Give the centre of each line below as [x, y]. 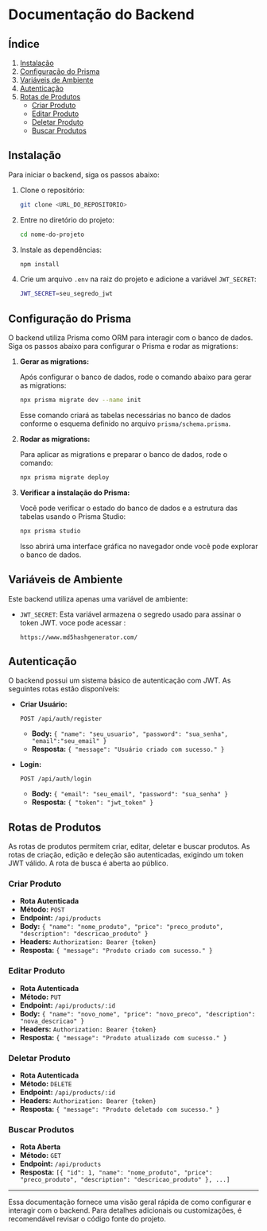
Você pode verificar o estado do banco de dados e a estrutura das [129, 508]
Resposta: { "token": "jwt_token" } [92, 802]
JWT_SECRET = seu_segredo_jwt [66, 294]
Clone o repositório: [52, 190]
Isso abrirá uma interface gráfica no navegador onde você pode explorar [139, 546]
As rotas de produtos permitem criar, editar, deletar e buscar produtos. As [129, 846]
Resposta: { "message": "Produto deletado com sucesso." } [120, 1109]
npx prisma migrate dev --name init [80, 400]
